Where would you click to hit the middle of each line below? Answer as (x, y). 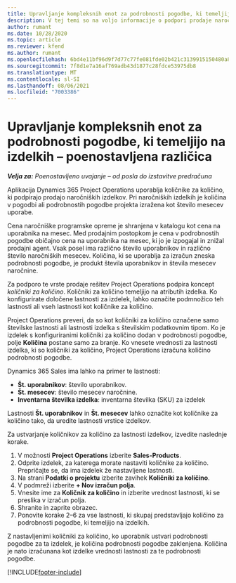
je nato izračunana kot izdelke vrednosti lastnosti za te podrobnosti (104, 551)
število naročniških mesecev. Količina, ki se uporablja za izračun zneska (111, 256)
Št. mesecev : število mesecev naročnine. (77, 392)
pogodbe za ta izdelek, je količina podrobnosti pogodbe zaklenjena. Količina (117, 544)
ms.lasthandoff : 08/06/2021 (48, 86)
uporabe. (20, 212)
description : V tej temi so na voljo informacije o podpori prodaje (110, 20)
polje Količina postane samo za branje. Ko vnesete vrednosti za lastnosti (112, 343)
